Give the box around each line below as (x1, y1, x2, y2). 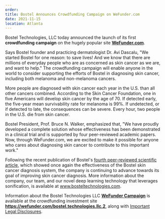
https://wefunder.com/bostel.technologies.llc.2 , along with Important (5, 203, 150, 209)
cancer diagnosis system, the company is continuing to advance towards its (5, 168, 159, 174)
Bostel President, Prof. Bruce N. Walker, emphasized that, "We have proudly (5, 121, 159, 127)
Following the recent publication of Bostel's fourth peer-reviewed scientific (5, 157, 157, 163)
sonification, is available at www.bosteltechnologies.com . (5, 183, 122, 189)
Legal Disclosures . (5, 209, 43, 215)
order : (5, 7, 19, 12)
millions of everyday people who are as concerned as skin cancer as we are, (5, 60, 161, 66)
